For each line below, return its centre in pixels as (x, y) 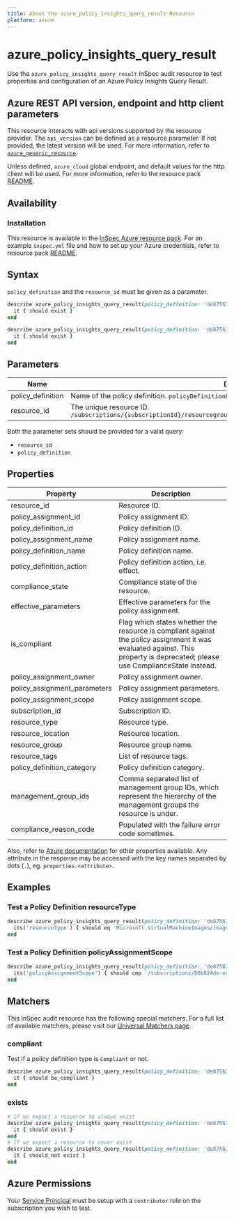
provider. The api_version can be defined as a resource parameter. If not (112, 138)
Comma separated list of (159, 778)
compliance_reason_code (53, 829)
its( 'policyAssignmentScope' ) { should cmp (77, 973)
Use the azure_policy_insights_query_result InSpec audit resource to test (115, 74)
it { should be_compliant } (54, 1078)
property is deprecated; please (169, 656)
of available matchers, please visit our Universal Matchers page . (99, 1025)
